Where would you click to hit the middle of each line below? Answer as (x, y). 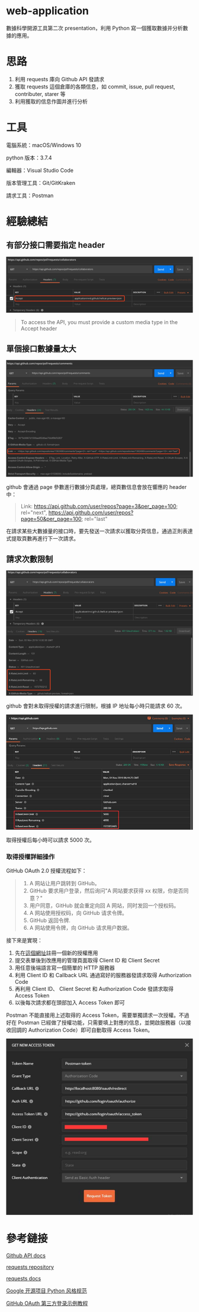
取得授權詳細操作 (31, 856)
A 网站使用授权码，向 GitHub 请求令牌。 (78, 913)
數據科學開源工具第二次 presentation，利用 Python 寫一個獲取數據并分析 (95, 28)
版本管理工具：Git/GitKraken (41, 183)
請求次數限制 (30, 559)
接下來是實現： (24, 940)
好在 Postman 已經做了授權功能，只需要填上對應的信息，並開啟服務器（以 (96, 1022)
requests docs (24, 1278)
